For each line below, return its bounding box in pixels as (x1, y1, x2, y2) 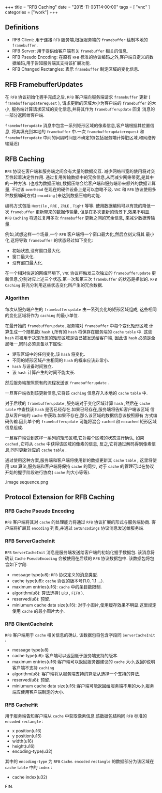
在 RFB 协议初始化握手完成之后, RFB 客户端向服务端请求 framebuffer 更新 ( (5, 94, 151, 100)
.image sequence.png (5, 479, 48, 485)
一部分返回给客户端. (5, 112, 45, 118)
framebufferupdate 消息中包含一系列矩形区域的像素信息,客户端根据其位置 (5, 122, 150, 128)
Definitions (5, 23, 39, 32)
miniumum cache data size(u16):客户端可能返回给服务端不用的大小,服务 (12, 683, 154, 689)
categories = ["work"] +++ (5, 9, 58, 15)
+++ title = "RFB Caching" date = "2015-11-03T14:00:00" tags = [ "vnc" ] (5, 4, 150, 10)
